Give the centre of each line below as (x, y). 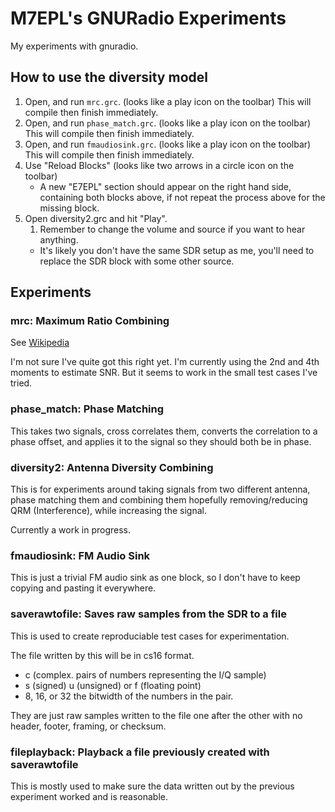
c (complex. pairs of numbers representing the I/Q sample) (145, 674)
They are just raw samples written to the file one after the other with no (156, 715)
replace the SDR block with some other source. (137, 261)
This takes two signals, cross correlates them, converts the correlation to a (164, 431)
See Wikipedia (40, 343)
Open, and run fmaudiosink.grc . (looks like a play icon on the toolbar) (168, 144)
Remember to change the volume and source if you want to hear (172, 229)
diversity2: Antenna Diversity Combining (112, 467)
